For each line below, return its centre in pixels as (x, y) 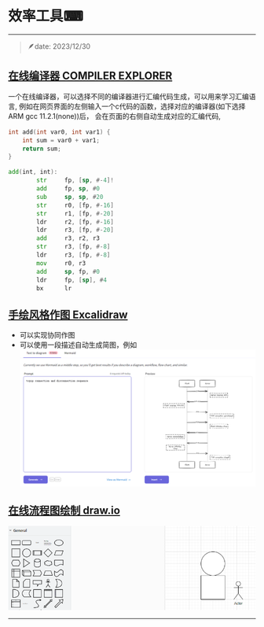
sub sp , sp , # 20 (70, 197)
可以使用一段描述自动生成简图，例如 (78, 345)
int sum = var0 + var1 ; (61, 140)
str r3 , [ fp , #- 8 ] (73, 247)
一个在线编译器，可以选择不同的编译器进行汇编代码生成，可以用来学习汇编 (128, 96)
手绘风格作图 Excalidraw (68, 314)
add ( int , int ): (33, 172)
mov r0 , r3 (61, 263)
